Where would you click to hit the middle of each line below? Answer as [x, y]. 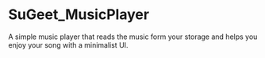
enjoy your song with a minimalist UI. [68, 44]
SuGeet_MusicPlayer [79, 15]
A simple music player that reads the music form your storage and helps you [133, 37]
